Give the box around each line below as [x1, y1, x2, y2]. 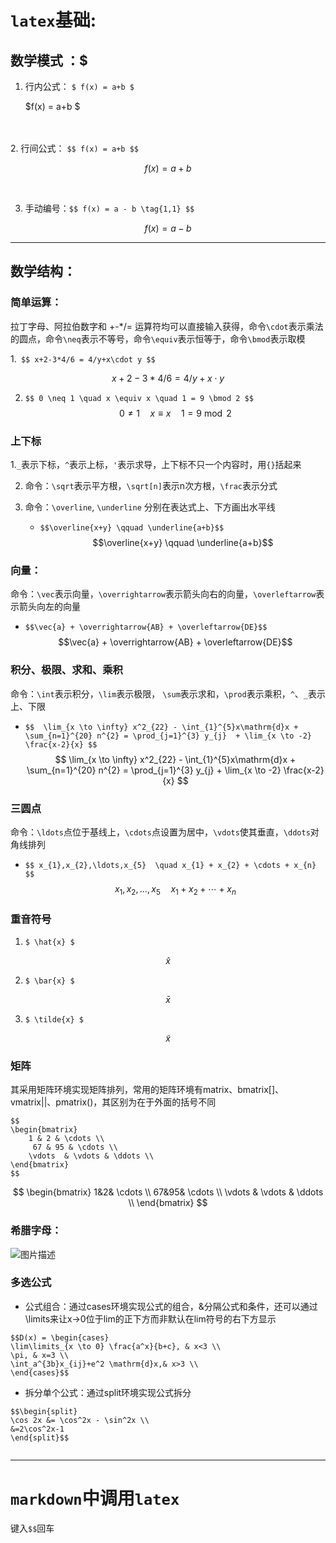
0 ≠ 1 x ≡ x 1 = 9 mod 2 [118, 407, 232, 419]
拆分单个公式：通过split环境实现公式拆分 [24, 1386, 192, 1398]
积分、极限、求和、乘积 [10, 663, 123, 677]
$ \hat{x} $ [24, 937, 75, 947]
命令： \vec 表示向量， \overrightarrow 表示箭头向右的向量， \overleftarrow [10, 588, 317, 600]
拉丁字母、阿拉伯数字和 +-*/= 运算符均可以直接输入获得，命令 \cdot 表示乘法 [10, 320, 324, 332]
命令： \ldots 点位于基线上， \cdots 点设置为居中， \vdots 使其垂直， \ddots [10, 826, 311, 838]
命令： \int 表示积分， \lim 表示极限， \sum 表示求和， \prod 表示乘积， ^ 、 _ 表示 [10, 687, 326, 700]
